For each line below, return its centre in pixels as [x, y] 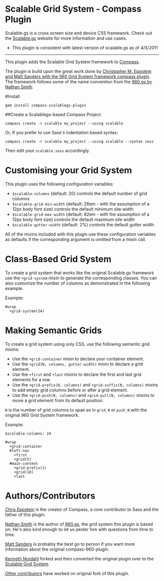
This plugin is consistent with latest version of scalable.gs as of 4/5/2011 [85, 48]
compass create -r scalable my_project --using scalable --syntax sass [79, 141]
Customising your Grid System [69, 170]
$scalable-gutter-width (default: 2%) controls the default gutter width [83, 224]
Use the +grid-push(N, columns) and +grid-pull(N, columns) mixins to [83, 395]
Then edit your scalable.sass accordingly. [48, 150]
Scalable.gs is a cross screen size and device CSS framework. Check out [79, 33]
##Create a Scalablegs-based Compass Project [53, 114]
